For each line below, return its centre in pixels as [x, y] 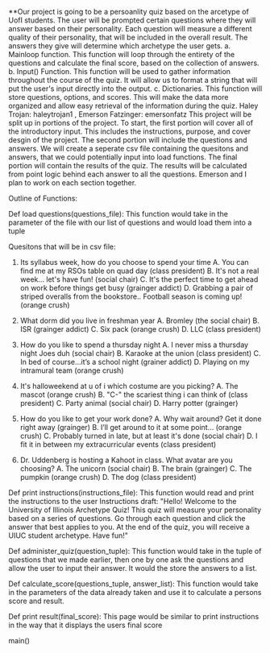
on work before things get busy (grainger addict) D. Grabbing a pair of [137, 288]
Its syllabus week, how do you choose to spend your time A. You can [134, 262]
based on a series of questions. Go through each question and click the [127, 518]
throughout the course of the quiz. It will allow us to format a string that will [133, 80]
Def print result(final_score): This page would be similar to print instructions [134, 616]
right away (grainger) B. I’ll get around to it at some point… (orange [131, 427]
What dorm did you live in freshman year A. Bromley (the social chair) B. [140, 320]
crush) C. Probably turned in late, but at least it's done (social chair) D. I [139, 436]
